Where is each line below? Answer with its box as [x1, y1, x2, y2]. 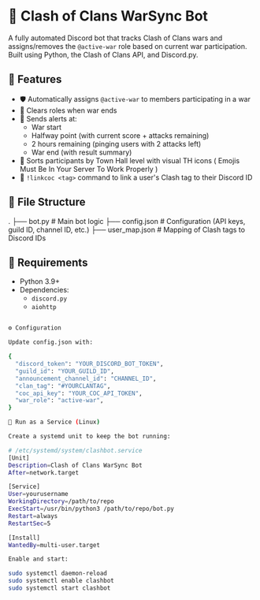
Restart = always [8, 512, 58, 520]
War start [31, 122, 61, 132]
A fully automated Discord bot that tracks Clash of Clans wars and [8, 33, 223, 43]
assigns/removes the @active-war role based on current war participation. [8, 41, 247, 50]
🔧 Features [8, 73, 62, 86]
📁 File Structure [8, 196, 86, 209]
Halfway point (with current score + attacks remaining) [31, 130, 210, 140]
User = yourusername [8, 490, 69, 498]
